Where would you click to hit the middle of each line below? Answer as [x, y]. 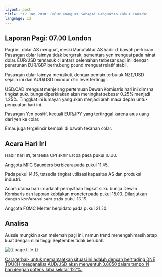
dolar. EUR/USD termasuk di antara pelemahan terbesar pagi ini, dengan [77, 60]
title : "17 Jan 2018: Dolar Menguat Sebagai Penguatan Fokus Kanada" [77, 14]
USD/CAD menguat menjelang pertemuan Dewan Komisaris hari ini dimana [79, 89]
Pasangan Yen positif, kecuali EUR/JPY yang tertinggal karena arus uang [77, 114]
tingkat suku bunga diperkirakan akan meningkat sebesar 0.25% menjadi [78, 94]
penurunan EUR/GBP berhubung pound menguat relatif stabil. [66, 65]
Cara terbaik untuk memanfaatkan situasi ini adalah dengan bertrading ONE [80, 259]
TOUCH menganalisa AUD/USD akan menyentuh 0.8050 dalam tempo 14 [77, 264]
